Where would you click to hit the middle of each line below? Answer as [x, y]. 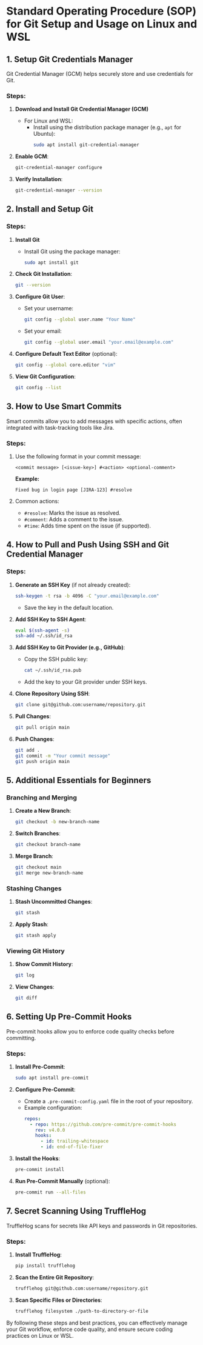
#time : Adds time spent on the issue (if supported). [88, 526]
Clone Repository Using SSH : [52, 694]
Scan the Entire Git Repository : [55, 1277]
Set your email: [43, 331]
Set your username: [49, 309]
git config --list [38, 387]
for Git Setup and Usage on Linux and [102, 24]
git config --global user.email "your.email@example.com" [99, 342]
